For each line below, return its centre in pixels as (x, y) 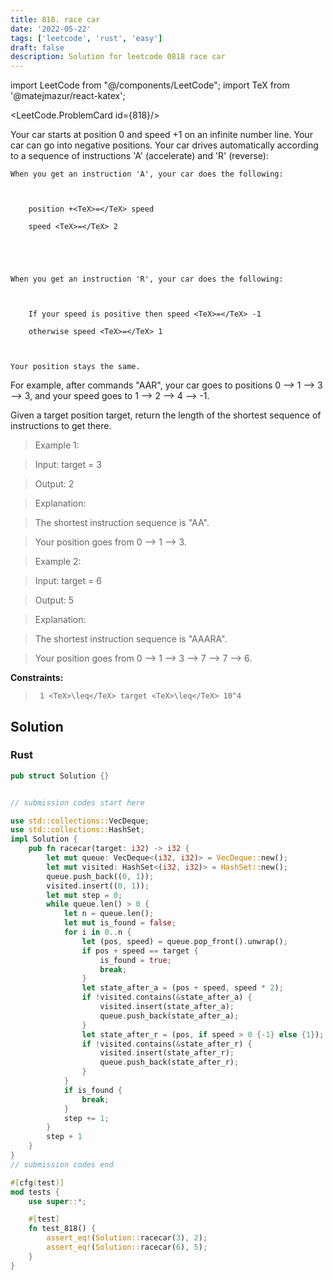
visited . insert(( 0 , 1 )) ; (98, 886)
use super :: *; (57, 1201)
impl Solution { (44, 839)
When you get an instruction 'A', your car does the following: (147, 174)
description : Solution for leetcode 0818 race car (118, 57)
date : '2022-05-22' (51, 29)
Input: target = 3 (68, 465)
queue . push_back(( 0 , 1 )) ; (100, 876)
